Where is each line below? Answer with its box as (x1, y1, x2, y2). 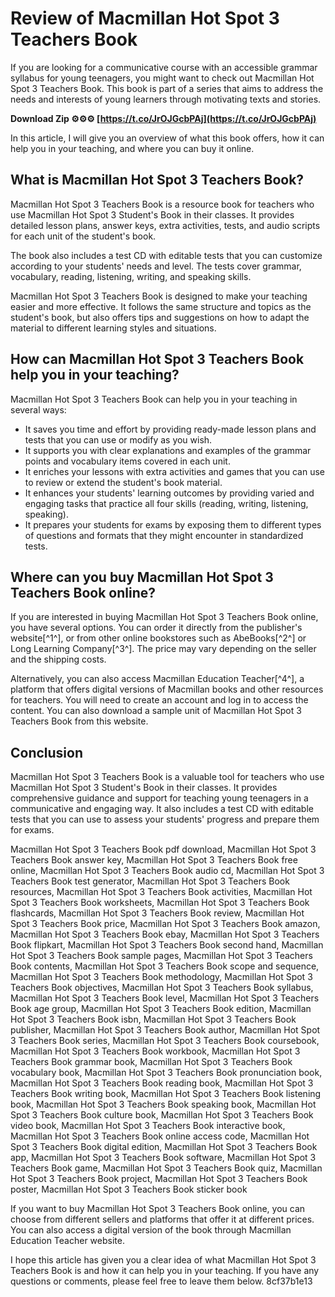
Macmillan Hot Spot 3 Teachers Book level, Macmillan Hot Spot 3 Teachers (10, 992, 320, 1004)
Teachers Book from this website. (10, 715, 149, 727)
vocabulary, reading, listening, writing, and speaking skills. (10, 270, 252, 282)
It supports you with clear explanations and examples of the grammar (24, 444, 312, 456)
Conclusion (10, 744, 84, 761)
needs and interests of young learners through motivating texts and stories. (10, 93, 322, 105)
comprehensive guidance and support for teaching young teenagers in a (10, 792, 309, 804)
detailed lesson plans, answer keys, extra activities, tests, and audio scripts (10, 219, 321, 231)
